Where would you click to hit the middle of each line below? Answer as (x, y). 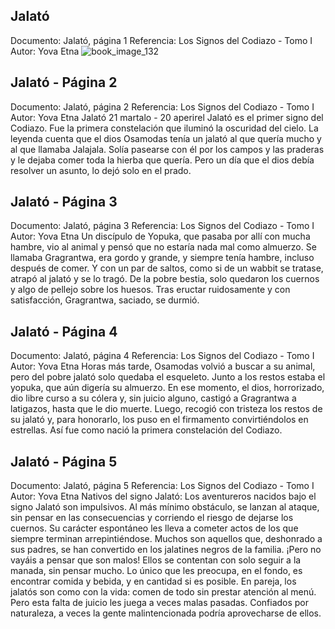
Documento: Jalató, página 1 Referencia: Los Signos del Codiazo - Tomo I (161, 40)
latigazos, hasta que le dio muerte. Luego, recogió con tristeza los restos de (166, 409)
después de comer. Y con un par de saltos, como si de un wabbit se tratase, (167, 268)
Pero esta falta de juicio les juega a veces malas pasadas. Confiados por (160, 603)
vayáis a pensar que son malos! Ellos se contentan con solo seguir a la (156, 560)
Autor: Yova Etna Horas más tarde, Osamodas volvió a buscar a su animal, (163, 366)
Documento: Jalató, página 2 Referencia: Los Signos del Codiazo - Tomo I (162, 106)
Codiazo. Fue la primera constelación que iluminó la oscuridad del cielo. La (164, 128)
